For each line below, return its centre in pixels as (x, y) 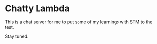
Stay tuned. (17, 36)
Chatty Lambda (37, 8)
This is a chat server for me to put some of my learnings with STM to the (79, 22)
